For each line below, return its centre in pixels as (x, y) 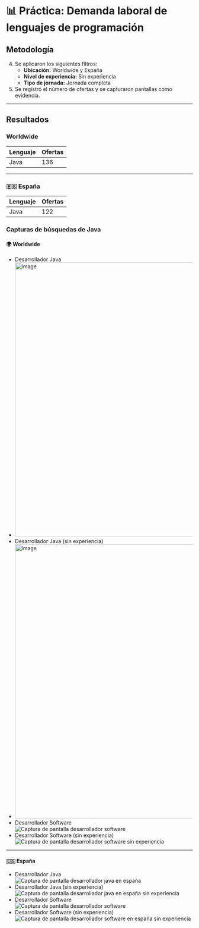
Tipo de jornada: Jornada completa (67, 83)
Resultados (28, 120)
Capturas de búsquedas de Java (54, 229)
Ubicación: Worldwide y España (63, 70)
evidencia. (27, 95)
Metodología (30, 50)
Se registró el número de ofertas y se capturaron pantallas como (94, 89)
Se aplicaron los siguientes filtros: (56, 64)
